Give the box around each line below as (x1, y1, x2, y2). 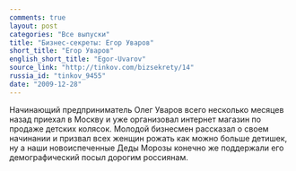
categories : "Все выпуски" (9, 30, 110, 38)
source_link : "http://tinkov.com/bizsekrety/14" (9, 64, 195, 73)
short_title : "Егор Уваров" (9, 47, 115, 56)
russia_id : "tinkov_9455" (9, 72, 106, 81)
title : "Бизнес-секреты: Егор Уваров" (9, 38, 154, 47)
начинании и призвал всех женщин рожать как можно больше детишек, (9, 133, 288, 143)
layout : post (9, 21, 58, 30)
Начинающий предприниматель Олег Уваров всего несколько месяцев (9, 104, 284, 115)
